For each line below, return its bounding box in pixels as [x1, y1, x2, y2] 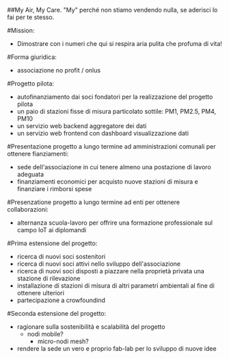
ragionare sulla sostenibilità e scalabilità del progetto [16, 323, 165, 331]
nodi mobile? [27, 330, 64, 338]
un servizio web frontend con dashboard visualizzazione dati [16, 129, 189, 137]
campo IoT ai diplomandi [16, 226, 87, 234]
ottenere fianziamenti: [7, 150, 69, 158]
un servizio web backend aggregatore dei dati [16, 122, 147, 129]
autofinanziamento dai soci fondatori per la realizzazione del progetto [16, 92, 213, 101]
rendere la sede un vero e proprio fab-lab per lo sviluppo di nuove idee [16, 345, 217, 352]
